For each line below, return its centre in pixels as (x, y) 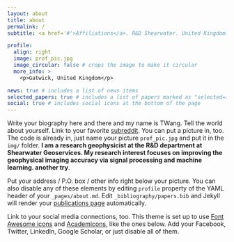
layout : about (28, 14)
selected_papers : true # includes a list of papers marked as (99, 97)
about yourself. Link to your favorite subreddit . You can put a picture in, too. (116, 131)
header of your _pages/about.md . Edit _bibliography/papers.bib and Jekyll (114, 196)
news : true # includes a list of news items (73, 90)
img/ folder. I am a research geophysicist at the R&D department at (105, 145)
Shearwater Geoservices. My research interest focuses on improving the (115, 153)
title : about (26, 20)
